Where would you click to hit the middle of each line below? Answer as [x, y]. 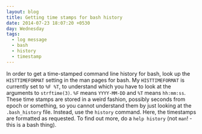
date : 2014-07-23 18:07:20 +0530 [48, 23]
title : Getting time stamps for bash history [64, 17]
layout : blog [23, 12]
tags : [13, 34]
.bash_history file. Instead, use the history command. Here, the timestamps [101, 112]
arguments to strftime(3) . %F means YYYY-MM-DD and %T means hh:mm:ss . [96, 93]
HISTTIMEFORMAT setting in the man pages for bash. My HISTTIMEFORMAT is [96, 80]
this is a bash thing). [31, 124]
